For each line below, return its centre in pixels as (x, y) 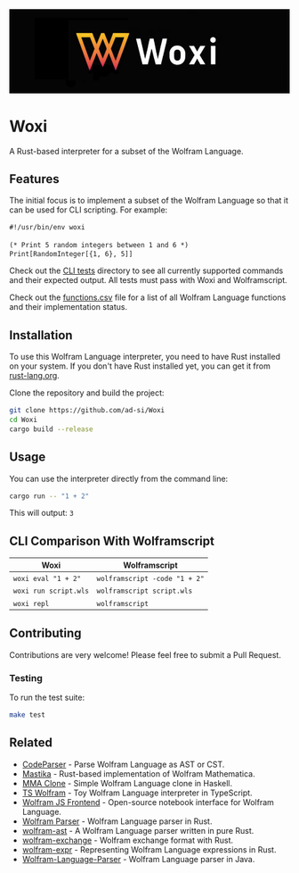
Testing (26, 678)
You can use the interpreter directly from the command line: (119, 478)
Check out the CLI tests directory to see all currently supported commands (146, 270)
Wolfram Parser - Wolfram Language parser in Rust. (117, 821)
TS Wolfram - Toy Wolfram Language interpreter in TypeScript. (137, 793)
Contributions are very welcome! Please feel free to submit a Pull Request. (145, 654)
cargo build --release (51, 429)
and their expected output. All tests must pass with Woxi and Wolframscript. (148, 280)
